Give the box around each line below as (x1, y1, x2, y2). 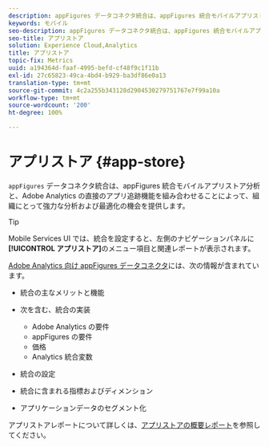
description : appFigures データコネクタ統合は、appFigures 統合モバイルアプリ (8, 11, 253, 20)
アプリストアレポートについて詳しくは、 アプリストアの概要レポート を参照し (8, 420, 261, 429)
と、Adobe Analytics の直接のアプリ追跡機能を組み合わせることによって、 (8, 190, 253, 201)
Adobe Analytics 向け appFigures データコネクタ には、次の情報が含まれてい (8, 260, 259, 270)
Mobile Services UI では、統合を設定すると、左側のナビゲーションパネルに (8, 234, 255, 243)
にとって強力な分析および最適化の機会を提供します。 (14, 201, 190, 210)
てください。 (8, 430, 50, 440)
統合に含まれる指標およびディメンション (19, 386, 154, 396)
